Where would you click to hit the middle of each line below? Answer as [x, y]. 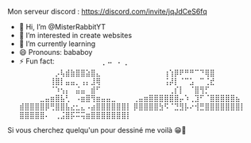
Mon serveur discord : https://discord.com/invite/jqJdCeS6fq [107, 12]
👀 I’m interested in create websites [75, 35]
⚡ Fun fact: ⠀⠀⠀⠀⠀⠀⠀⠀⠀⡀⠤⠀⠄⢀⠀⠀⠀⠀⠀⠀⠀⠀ [94, 61]
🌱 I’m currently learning [57, 44]
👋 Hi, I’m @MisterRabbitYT [62, 27]
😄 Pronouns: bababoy [56, 52]
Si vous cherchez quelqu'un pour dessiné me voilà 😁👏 [97, 130]
